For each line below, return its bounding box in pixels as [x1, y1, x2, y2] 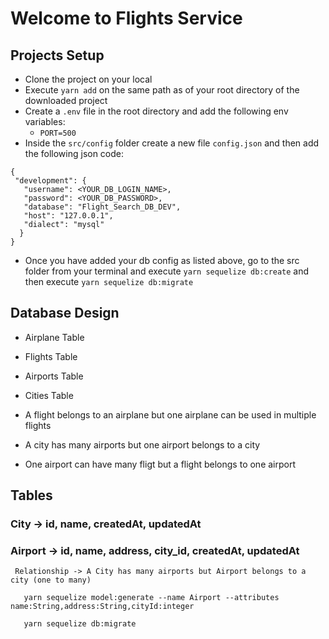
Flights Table [24, 350, 78, 362]
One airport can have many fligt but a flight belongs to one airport [24, 458, 297, 470]
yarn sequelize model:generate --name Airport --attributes [23, 593, 280, 603]
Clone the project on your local [24, 73, 153, 85]
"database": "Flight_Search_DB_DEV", [23, 202, 182, 212]
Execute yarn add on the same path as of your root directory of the [24, 84, 300, 96]
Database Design [10, 305, 120, 322]
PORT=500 [39, 128, 77, 138]
